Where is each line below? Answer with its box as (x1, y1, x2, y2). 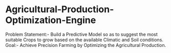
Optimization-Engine (5, 14, 96, 26)
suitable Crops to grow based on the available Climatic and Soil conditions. (5, 37, 163, 43)
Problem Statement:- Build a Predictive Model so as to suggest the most (5, 31, 158, 37)
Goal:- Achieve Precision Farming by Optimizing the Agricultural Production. (5, 42, 166, 48)
